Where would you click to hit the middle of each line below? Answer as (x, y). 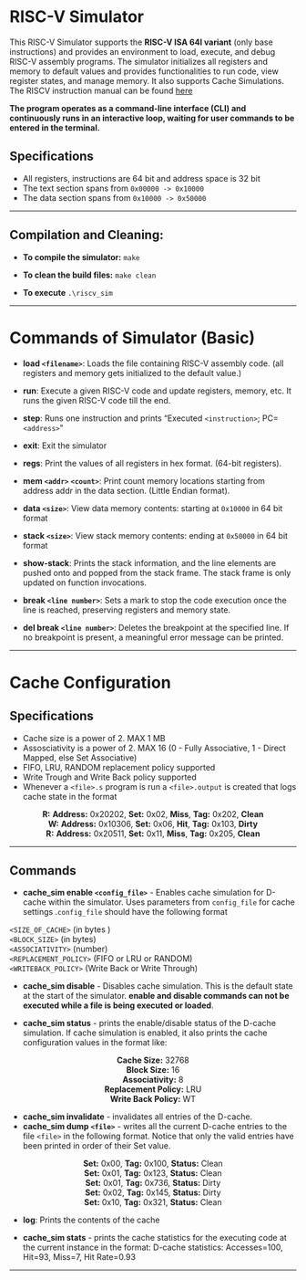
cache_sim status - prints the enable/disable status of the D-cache (149, 1023)
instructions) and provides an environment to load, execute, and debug (143, 51)
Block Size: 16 (153, 1070)
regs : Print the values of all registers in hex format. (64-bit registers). (152, 463)
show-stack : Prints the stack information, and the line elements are (149, 562)
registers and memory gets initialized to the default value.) (132, 372)
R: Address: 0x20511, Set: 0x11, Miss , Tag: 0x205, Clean (153, 834)
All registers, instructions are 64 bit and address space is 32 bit (142, 178)
